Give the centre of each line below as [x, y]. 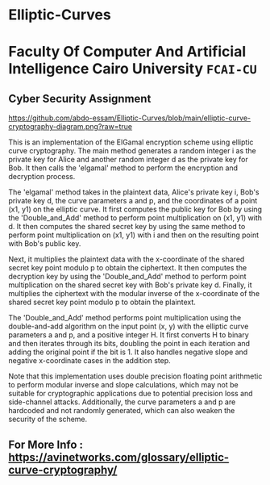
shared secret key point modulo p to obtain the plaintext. [102, 302]
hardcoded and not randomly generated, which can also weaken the [122, 411]
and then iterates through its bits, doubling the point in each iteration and [129, 344]
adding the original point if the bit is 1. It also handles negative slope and [128, 352]
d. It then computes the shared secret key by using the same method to [127, 227]
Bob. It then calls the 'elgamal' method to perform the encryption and [123, 168]
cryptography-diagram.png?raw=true [71, 127]
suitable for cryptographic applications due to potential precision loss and [131, 394]
